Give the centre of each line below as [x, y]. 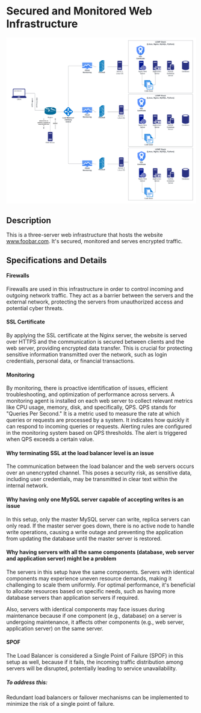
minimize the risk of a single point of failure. [60, 704]
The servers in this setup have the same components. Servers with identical [100, 572]
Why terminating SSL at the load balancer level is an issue [80, 453]
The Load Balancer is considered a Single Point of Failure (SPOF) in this [95, 656]
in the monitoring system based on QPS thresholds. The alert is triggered [97, 433]
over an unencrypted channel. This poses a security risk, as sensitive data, [99, 473]
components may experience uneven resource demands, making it [89, 578]
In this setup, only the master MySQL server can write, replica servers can [98, 519]
